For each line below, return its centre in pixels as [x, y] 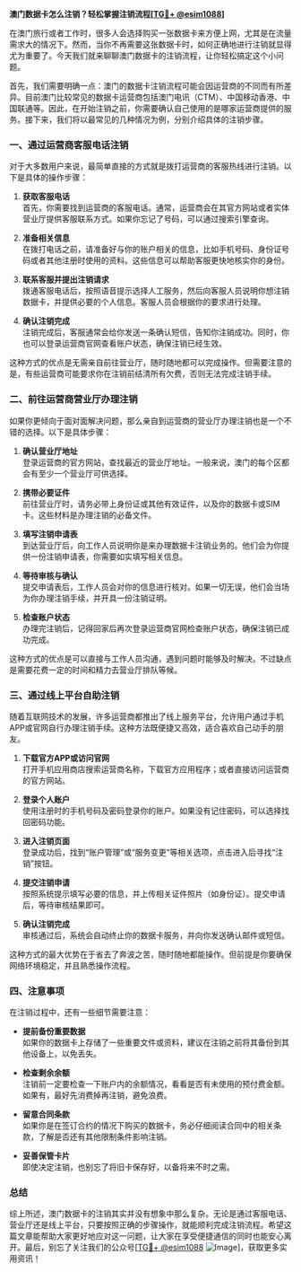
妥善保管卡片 [46, 1156]
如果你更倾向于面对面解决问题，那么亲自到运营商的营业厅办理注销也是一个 [146, 420]
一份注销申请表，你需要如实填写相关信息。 [109, 557]
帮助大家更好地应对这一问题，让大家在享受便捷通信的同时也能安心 [162, 1236]
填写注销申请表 [50, 534]
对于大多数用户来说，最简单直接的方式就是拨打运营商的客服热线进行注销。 [146, 166]
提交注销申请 [46, 882]
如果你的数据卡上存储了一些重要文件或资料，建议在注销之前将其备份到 [152, 1043]
